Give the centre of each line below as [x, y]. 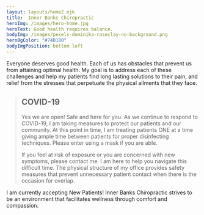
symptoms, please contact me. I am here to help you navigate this [104, 161]
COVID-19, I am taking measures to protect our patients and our [101, 123]
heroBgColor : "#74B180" [37, 40]
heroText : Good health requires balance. [60, 29]
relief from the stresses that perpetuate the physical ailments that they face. [102, 82]
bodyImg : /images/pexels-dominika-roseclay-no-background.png [87, 35]
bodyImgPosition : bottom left [45, 46]
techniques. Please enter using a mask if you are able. [89, 143]
